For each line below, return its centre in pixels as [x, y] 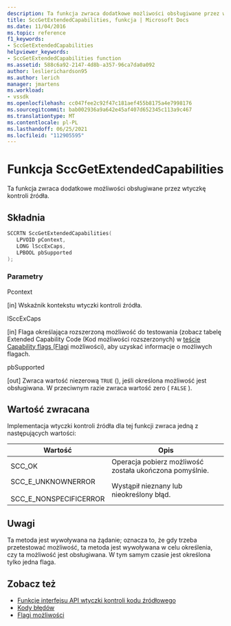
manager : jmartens [33, 84]
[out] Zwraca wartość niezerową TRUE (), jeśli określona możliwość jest [107, 381]
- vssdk [18, 97]
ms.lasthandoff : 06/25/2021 [47, 129]
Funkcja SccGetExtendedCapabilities [115, 169]
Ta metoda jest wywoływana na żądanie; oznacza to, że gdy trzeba [102, 540]
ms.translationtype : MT [41, 116]
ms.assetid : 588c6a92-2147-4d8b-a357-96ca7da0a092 [81, 65]
